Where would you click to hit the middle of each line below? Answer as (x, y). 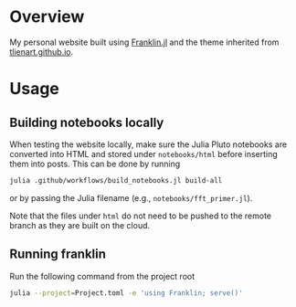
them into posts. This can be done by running (95, 164)
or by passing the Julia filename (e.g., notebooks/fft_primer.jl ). (131, 197)
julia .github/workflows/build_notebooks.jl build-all (116, 180)
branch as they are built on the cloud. (80, 225)
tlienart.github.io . (42, 51)
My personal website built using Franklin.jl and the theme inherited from (144, 42)
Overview (47, 17)
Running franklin (58, 254)
